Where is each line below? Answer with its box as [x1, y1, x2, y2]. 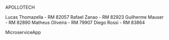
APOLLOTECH [5, 5, 35, 10]
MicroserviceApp [5, 29, 41, 35]
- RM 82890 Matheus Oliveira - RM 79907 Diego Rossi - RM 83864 [5, 20, 145, 25]
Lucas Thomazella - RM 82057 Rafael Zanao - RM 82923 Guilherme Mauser [5, 14, 164, 20]
